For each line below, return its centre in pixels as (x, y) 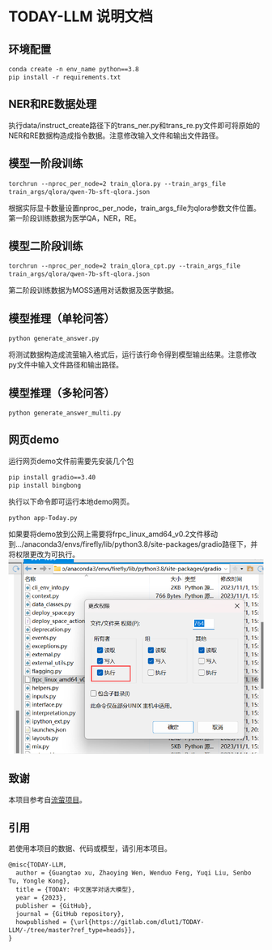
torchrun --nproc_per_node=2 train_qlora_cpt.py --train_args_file (125, 266)
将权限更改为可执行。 (44, 554)
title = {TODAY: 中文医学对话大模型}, (76, 890)
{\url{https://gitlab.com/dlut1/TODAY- (137, 922)
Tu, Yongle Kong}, (39, 881)
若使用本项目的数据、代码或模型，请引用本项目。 (90, 849)
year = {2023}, (41, 898)
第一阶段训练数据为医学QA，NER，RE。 (75, 218)
